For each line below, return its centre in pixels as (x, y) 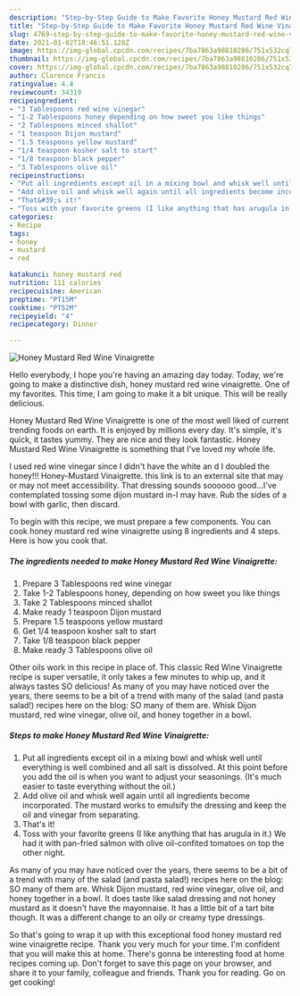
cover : (21, 68)
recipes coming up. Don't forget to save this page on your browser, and (141, 963)
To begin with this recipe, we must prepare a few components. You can (140, 522)
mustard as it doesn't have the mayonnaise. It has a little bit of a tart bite (142, 908)
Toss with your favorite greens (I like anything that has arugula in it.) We (154, 834)
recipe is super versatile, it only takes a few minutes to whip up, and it (137, 677)
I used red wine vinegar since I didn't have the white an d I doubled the (140, 466)
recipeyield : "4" (42, 316)
